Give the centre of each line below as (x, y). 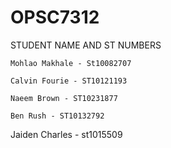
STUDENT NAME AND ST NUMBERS (86, 45)
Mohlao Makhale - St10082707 (71, 63)
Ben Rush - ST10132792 (57, 116)
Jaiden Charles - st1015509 (66, 134)
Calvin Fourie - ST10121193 (69, 81)
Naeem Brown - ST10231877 (64, 98)
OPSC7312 (55, 17)
